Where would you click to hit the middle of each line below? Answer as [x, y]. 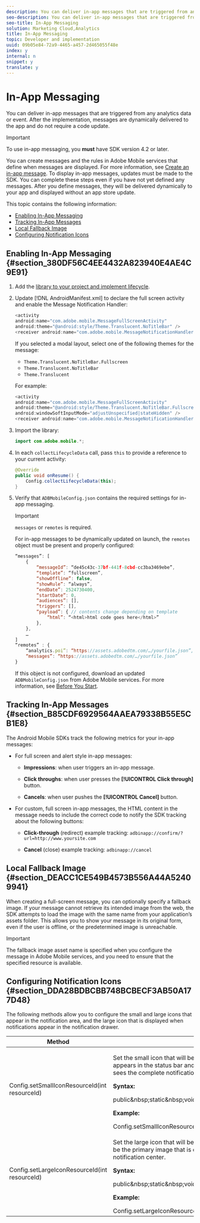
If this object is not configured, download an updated [80, 673]
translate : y [22, 67]
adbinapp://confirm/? [157, 833]
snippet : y [20, 62]
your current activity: [40, 459]
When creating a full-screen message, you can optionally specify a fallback [99, 901]
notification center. [139, 1157]
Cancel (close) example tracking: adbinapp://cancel [88, 850]
